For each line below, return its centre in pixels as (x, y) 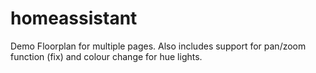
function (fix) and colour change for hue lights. (106, 56)
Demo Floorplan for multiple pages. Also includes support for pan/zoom (158, 46)
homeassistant (74, 18)
